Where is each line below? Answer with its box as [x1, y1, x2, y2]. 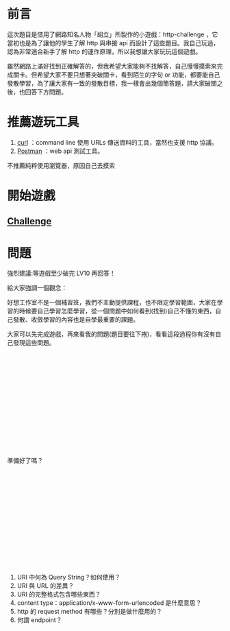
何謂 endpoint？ [16, 616, 62, 624]
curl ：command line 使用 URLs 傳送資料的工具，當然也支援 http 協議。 [16, 138, 218, 146]
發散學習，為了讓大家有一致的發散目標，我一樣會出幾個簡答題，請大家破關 [7, 79, 217, 87]
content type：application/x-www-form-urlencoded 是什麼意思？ [16, 599, 202, 607]
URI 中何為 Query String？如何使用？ [16, 573, 121, 582]
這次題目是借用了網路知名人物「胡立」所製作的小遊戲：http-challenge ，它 [7, 30, 218, 38]
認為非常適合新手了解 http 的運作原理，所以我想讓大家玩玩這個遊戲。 [7, 47, 202, 56]
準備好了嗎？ [7, 457, 43, 465]
